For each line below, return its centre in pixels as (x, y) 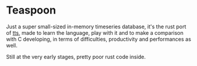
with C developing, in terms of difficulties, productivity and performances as (99, 39)
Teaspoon (31, 10)
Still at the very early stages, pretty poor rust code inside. (76, 57)
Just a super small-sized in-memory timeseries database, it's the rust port (96, 27)
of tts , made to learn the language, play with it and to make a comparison (95, 32)
